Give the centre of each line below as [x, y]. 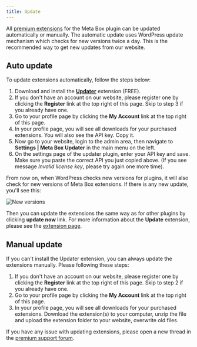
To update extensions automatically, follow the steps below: [79, 80]
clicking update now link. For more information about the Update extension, [98, 220]
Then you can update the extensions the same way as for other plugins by [96, 214]
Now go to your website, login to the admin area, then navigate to [94, 142]
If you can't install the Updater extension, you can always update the [89, 259]
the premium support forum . [40, 338]
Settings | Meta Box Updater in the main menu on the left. [85, 148]
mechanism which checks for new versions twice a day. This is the [87, 41]
